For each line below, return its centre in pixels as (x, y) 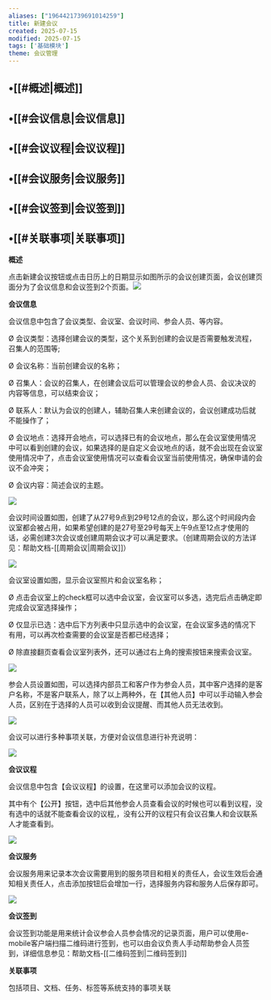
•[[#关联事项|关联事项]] (67, 238)
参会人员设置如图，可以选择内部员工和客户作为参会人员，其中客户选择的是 (132, 684)
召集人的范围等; (34, 348)
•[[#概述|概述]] (46, 89)
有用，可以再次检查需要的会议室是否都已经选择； (90, 634)
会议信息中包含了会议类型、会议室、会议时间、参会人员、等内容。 (118, 321)
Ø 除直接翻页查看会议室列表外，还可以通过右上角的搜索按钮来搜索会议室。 (132, 651)
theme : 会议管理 (33, 53)
